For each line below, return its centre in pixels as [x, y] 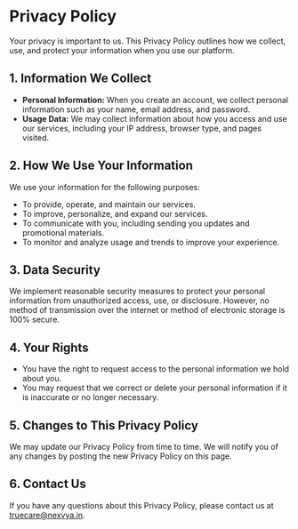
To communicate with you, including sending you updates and [136, 223]
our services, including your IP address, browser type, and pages [142, 128]
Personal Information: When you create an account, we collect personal [155, 100]
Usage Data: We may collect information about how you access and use [154, 118]
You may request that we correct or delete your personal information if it [154, 388]
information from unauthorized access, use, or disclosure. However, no [139, 301]
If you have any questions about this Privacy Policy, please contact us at [141, 505]
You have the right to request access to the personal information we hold [156, 369]
